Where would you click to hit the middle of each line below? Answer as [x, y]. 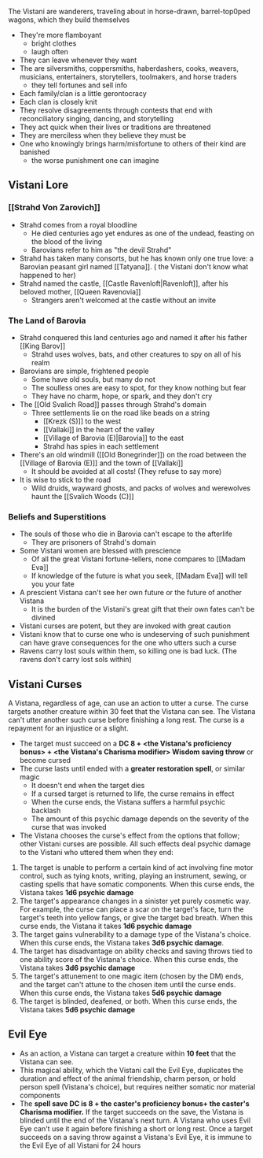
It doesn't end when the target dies [88, 786]
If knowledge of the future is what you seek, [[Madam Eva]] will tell [139, 576]
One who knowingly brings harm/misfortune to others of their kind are [133, 144]
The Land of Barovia [47, 320]
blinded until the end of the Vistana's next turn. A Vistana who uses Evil [135, 1120]
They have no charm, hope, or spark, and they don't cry [122, 396]
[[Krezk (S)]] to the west [82, 421]
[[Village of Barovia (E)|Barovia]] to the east [113, 438]
